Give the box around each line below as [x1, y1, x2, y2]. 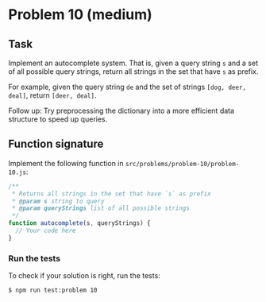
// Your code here [15, 226, 77, 235]
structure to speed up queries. [8, 114, 108, 124]
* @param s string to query [11, 197, 105, 205]
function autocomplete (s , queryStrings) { [8, 219, 151, 227]
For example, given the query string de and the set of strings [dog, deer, [8, 82, 246, 91]
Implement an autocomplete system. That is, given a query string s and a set [8, 58, 258, 68]
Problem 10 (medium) [8, 6, 152, 24]
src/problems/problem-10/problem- [125, 160, 240, 168]
